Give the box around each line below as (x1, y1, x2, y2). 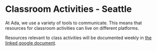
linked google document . (5, 40, 56, 46)
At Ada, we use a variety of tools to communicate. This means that (5, 20, 142, 26)
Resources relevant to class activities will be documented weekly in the (5, 35, 152, 41)
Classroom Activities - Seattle (5, 3, 132, 15)
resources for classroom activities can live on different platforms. (5, 25, 139, 31)
